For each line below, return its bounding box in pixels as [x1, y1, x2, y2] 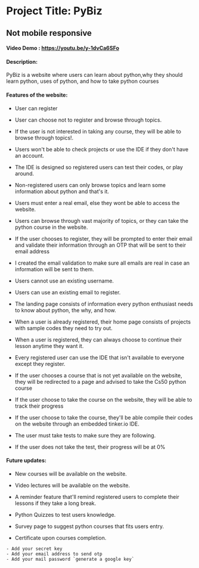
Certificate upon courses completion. [14, 534, 107, 541]
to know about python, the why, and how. [14, 306, 116, 314]
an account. [14, 152, 45, 159]
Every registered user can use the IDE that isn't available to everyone [14, 353, 185, 361]
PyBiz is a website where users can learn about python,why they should [6, 72, 183, 79]
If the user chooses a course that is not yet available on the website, [14, 371, 183, 379]
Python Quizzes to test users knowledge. [14, 511, 116, 518]
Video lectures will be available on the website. [14, 482, 130, 489]
